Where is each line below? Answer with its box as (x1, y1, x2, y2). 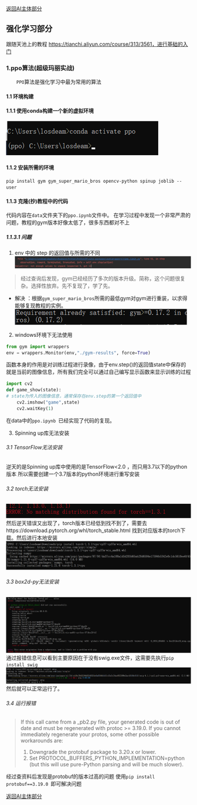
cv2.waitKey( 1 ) (16, 405, 54, 411)
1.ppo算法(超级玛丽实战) (6, 64, 75, 72)
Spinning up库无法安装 (14, 429, 70, 436)
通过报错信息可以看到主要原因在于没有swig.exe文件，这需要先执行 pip (6, 654, 174, 661)
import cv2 (6, 381, 33, 387)
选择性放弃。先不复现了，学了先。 (30, 282, 113, 289)
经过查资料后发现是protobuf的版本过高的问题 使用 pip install (6, 773, 155, 780)
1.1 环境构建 (6, 93, 34, 100)
